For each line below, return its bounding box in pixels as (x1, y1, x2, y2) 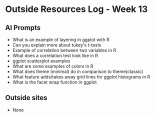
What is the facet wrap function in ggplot (12, 79, 97, 85)
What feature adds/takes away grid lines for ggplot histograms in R (12, 74, 150, 79)
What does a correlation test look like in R (12, 52, 98, 58)
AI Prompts (5, 23, 41, 32)
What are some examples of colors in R (12, 63, 93, 69)
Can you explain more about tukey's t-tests (12, 42, 101, 48)
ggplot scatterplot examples (12, 58, 70, 63)
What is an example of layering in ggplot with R (12, 36, 109, 42)
